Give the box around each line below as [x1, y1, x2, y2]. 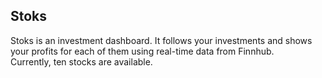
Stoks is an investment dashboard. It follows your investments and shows [10, 34, 313, 46]
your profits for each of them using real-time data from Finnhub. [10, 45, 275, 57]
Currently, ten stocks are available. [10, 55, 153, 68]
